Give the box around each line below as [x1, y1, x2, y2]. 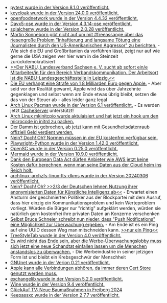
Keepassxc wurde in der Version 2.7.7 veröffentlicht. [10, 292, 120, 298]
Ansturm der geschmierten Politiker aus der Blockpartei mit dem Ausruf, [10, 194, 162, 200]
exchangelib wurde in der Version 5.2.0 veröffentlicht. [10, 276, 124, 282]
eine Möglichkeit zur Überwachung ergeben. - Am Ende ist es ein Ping [10, 222, 158, 227]
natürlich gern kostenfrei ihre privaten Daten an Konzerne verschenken [10, 211, 160, 217]
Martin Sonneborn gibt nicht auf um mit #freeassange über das [10, 32, 144, 37]
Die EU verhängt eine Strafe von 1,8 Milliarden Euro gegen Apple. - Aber [10, 80, 162, 86]
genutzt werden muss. [10, 270, 58, 276]
